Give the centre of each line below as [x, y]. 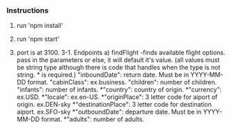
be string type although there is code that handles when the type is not [118, 68]
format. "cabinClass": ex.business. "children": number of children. [122, 82]
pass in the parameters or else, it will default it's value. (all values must [118, 60]
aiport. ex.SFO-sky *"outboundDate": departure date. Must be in [109, 112]
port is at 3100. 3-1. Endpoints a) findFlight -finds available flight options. [121, 53]
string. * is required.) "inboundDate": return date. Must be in [103, 75]
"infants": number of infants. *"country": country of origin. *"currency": [119, 90]
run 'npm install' [40, 26]
